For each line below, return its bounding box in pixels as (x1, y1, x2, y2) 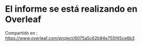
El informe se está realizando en (5, 3, 138, 15)
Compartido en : (5, 30, 38, 36)
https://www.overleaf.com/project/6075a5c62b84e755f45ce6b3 (5, 35, 135, 41)
